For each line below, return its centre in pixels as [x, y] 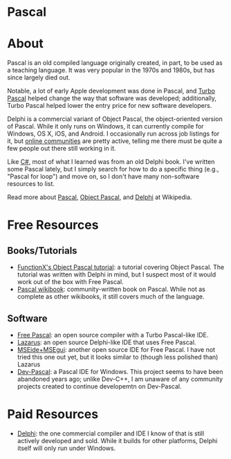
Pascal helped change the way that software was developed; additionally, [112, 98]
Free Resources [53, 225]
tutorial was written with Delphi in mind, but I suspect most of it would [117, 274]
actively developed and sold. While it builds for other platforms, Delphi [117, 440]
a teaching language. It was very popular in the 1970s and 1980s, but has [111, 71]
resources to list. [31, 184]
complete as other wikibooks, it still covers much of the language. [111, 297]
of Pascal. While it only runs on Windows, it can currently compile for [105, 127]
